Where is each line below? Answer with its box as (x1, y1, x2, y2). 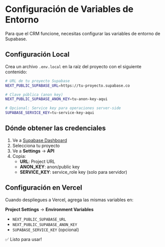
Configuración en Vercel (5, 183, 82, 192)
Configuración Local (5, 50, 70, 59)
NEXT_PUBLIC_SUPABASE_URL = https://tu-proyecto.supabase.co (5, 83, 130, 88)
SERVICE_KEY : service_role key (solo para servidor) (19, 169, 128, 175)
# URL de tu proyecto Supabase (5, 78, 70, 83)
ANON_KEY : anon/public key (19, 163, 80, 170)
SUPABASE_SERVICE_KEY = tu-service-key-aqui (5, 111, 94, 116)
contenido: (5, 69, 27, 75)
